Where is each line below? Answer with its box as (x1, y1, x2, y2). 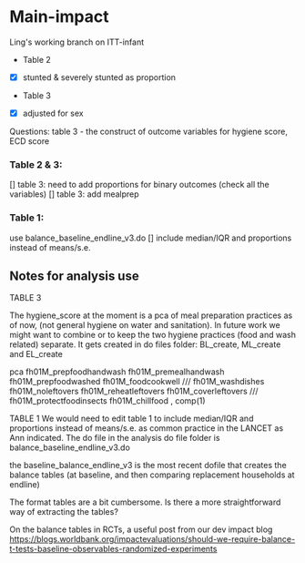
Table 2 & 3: (9, 158, 63, 170)
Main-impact (9, 6, 109, 27)
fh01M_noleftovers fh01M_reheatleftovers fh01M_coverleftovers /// (9, 385, 259, 397)
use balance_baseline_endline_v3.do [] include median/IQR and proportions (9, 232, 292, 243)
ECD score (9, 136, 50, 147)
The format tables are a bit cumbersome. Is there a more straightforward (9, 496, 281, 507)
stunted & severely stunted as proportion (22, 71, 176, 83)
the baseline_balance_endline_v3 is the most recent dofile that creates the (9, 460, 287, 471)
